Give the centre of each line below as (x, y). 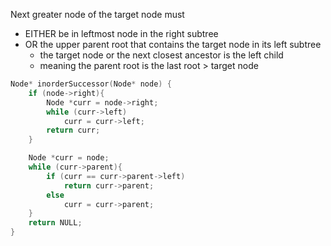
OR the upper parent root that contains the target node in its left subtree (173, 44)
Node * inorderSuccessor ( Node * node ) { (91, 84)
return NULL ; (55, 223)
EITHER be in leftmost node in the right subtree (121, 33)
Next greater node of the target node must (97, 14)
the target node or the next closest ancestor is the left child (161, 55)
